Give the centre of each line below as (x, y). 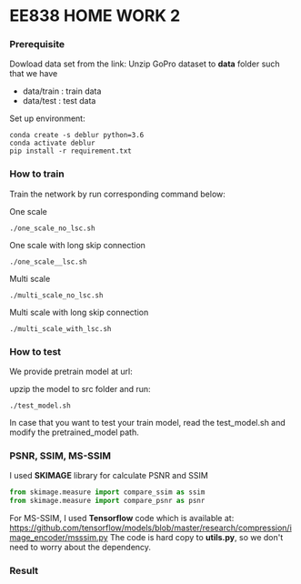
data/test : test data (59, 101)
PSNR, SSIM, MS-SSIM (60, 456)
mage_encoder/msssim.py (59, 538)
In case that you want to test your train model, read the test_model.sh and (148, 423)
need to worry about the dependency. (80, 548)
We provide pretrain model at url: (71, 372)
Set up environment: (47, 118)
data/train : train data (62, 91)
